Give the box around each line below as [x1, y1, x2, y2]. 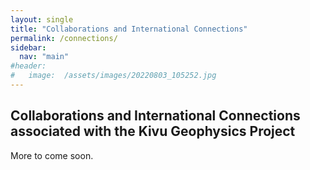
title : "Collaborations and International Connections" [10, 24, 248, 34]
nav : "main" [19, 52, 70, 62]
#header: [10, 61, 47, 71]
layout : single [10, 14, 74, 25]
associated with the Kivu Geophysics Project [10, 123, 296, 140]
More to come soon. [10, 149, 94, 161]
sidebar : [10, 42, 47, 53]
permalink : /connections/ [10, 33, 118, 43]
